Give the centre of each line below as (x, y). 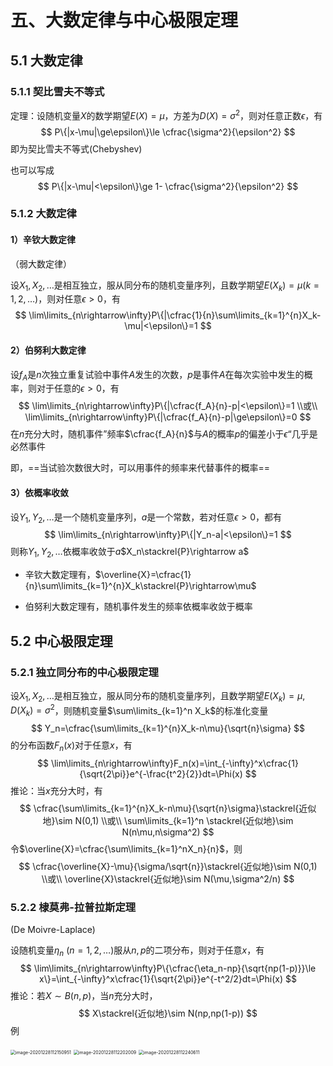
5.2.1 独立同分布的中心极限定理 (84, 672)
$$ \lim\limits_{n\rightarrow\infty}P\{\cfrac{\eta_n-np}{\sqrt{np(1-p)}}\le (168, 968)
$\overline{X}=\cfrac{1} (143, 575)
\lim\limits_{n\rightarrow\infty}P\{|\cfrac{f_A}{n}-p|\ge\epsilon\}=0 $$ (168, 417)
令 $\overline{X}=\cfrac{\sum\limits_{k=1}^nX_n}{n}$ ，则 (126, 848)
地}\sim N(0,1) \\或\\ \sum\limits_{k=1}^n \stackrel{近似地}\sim (168, 820)
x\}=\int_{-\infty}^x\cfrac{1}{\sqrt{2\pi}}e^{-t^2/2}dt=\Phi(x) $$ (168, 979)
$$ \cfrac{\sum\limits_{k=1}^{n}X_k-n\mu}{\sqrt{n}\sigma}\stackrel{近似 (168, 808)
